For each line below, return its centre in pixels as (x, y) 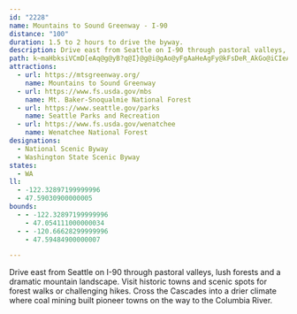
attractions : (33, 67)
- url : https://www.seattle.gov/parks (89, 108)
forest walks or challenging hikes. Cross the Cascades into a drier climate (143, 291)
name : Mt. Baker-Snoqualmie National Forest (108, 100)
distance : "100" (39, 34)
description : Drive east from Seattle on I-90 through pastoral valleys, (148, 50)
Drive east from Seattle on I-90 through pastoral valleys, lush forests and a (145, 272)
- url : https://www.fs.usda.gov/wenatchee (96, 125)
